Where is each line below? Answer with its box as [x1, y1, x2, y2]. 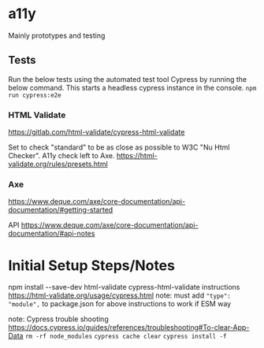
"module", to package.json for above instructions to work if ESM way [8, 299, 232, 309]
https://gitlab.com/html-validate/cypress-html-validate [8, 128, 185, 137]
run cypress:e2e [8, 91, 61, 99]
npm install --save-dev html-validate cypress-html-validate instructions [8, 283, 240, 292]
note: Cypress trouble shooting [8, 314, 109, 324]
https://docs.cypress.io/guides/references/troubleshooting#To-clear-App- [8, 323, 250, 332]
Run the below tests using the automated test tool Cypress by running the [8, 74, 247, 83]
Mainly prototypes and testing [8, 31, 106, 40]
